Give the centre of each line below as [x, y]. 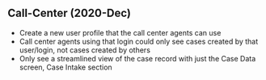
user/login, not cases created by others [85, 50]
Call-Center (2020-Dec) [69, 13]
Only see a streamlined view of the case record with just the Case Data [137, 58]
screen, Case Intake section [65, 67]
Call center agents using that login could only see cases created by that [139, 41]
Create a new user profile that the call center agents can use [120, 32]
